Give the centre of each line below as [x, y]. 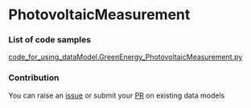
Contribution [34, 78]
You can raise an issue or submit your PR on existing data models [117, 95]
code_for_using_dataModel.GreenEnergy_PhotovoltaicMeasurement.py [125, 57]
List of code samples [49, 40]
